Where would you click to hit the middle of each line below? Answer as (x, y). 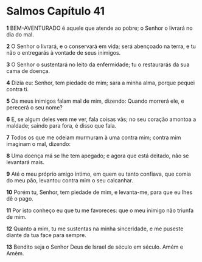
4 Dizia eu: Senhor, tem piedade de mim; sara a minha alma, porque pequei (101, 83)
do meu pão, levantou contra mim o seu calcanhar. (70, 180)
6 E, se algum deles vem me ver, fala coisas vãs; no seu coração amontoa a (101, 119)
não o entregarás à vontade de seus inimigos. (64, 52)
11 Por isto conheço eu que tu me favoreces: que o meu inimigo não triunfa (100, 210)
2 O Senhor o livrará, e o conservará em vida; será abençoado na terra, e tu (101, 46)
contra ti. (18, 89)
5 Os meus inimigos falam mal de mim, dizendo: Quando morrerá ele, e (95, 101)
